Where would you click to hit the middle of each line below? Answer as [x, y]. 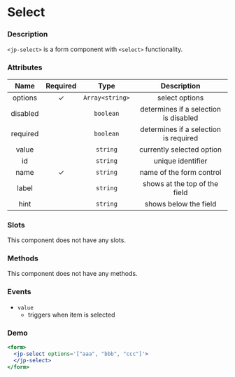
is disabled [180, 118]
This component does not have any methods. [72, 274]
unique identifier [180, 161]
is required [180, 138]
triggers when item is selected [71, 315]
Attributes [25, 67]
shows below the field [180, 204]
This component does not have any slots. [66, 240]
